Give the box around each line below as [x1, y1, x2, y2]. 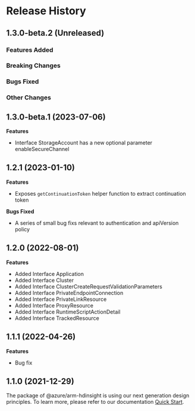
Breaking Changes [6, 61, 61, 70]
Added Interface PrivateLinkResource [14, 296, 107, 303]
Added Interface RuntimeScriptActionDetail [14, 308, 121, 315]
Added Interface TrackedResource [14, 314, 100, 322]
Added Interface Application [14, 270, 84, 277]
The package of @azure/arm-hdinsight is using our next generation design [6, 392, 190, 399]
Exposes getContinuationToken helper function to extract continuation [14, 190, 186, 197]
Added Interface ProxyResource [14, 302, 94, 309]
